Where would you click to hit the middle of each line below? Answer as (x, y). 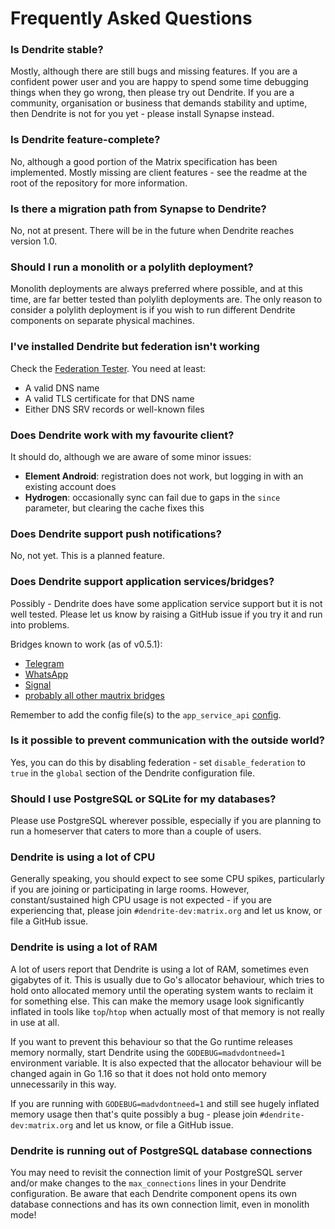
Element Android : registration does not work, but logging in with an (164, 476)
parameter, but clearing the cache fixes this (114, 508)
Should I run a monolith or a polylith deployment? (132, 267)
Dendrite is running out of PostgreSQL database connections (161, 1150)
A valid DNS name (62, 388)
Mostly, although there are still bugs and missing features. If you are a (154, 71)
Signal (38, 684)
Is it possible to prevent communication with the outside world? (168, 740)
